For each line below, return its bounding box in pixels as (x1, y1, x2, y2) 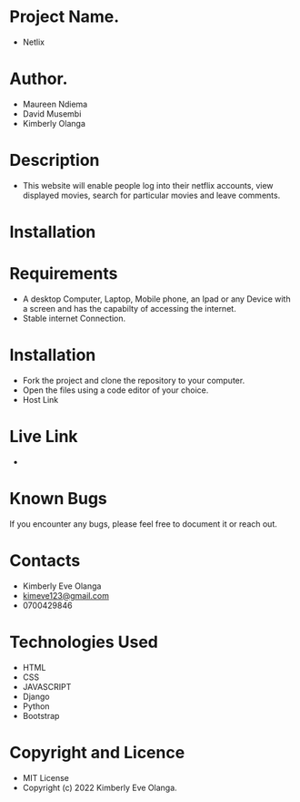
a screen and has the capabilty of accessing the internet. (22, 303, 236, 314)
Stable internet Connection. (22, 313, 126, 324)
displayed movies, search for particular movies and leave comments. (22, 190, 281, 200)
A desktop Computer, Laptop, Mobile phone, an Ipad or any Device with (22, 293, 291, 304)
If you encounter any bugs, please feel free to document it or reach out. (9, 518, 277, 530)
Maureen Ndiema (22, 98, 88, 109)
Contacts (9, 550, 81, 571)
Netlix (22, 36, 45, 47)
